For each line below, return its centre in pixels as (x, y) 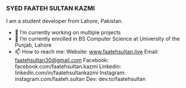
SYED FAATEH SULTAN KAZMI (50, 8)
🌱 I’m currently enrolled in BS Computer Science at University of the (97, 39)
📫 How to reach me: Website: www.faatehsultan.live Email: (87, 52)
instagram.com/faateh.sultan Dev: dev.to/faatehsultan (80, 79)
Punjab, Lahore (33, 45)
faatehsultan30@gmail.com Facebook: (62, 60)
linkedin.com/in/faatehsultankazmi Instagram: (70, 73)
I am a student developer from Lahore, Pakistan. (64, 21)
